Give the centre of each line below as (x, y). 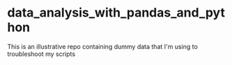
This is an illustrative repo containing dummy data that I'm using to (103, 46)
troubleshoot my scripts (41, 54)
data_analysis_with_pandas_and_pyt (116, 13)
